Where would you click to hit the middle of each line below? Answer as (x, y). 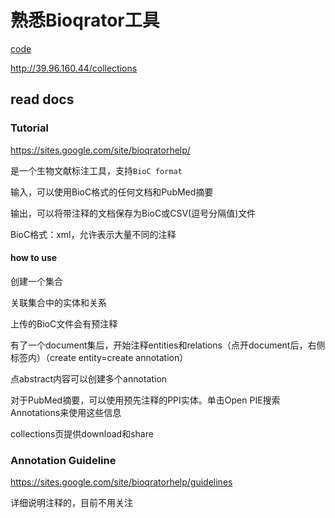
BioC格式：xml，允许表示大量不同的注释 (93, 234)
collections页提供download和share (82, 433)
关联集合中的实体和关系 (58, 302)
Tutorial (29, 128)
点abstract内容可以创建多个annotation (89, 378)
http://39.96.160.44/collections (74, 68)
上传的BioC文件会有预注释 (64, 323)
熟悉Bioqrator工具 (85, 20)
